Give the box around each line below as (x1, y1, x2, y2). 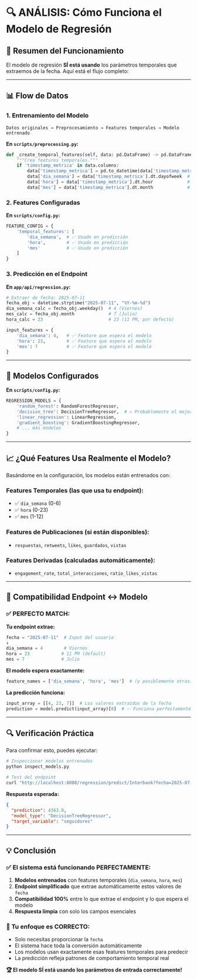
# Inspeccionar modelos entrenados (6, 758, 93, 764)
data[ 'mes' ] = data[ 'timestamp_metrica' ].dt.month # (27, 184, 191, 190)
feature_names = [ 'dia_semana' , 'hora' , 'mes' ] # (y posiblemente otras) (6, 678, 193, 684)
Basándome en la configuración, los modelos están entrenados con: (6, 472, 171, 479)
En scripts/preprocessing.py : (6, 140, 79, 147)
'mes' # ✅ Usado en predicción (27, 245, 128, 251)
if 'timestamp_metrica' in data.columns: (16, 162, 119, 169)
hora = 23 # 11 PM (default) (6, 651, 107, 657)
